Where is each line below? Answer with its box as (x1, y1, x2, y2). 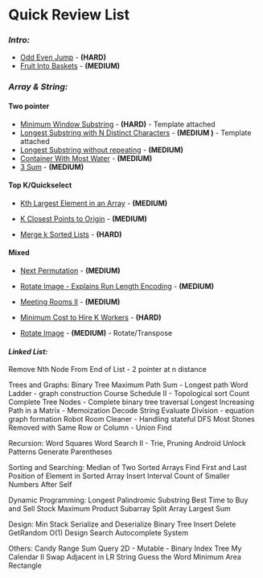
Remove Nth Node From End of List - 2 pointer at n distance (8, 365, 207, 374)
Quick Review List (8, 6, 130, 24)
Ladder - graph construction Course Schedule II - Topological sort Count (8, 389, 250, 398)
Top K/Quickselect (8, 180, 72, 190)
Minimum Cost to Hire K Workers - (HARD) (19, 312, 162, 323)
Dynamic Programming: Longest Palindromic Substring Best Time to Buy (8, 495, 249, 505)
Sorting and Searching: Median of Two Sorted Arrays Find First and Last (8, 463, 247, 473)
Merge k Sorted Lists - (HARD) (19, 229, 122, 239)
